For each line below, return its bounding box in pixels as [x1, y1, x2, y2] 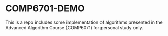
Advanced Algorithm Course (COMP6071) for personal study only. [5, 24, 143, 30]
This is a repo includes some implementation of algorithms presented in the [5, 19, 163, 25]
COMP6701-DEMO [5, 3, 85, 14]
